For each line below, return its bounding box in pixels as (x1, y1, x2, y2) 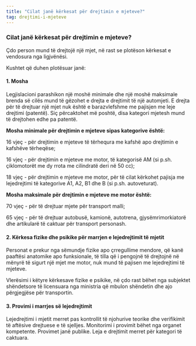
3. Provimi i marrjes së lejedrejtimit (6, 303, 92, 310)
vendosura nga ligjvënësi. (6, 53, 68, 60)
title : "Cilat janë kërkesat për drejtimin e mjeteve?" (6, 8, 145, 15)
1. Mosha (6, 77, 28, 85)
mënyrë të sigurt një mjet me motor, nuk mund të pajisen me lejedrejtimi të (6, 259, 185, 266)
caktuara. (6, 334, 29, 341)
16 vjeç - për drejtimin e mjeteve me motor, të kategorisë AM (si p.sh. (6, 156, 173, 163)
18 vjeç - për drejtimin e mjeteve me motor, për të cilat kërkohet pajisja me (6, 174, 184, 181)
